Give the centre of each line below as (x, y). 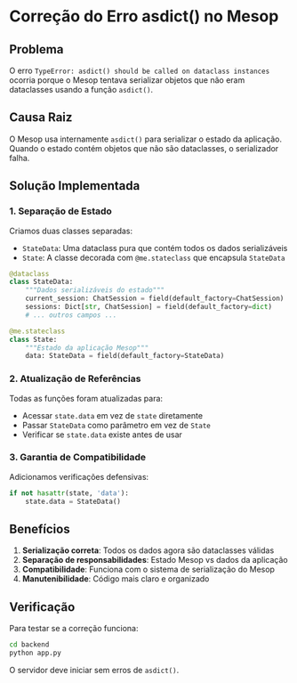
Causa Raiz (41, 118)
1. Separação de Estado (61, 211)
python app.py (36, 653)
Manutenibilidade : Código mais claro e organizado (116, 579)
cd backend (29, 645)
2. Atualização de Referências (75, 378)
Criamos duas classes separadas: (71, 231)
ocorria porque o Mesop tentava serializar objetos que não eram (127, 80)
